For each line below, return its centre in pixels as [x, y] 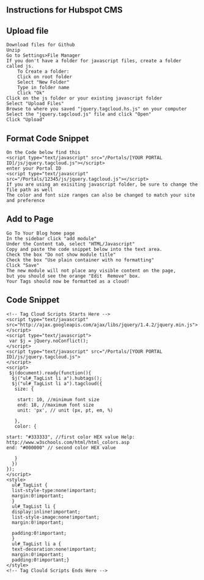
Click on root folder [45, 77]
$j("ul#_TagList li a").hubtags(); [57, 378]
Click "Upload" [26, 120]
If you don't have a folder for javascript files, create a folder [94, 61]
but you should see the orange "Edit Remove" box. [73, 276]
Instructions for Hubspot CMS [65, 10]
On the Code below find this [43, 153]
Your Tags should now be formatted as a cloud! [68, 281]
